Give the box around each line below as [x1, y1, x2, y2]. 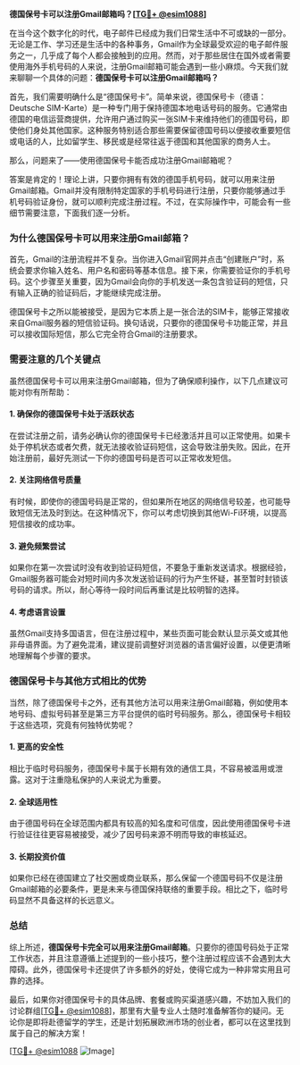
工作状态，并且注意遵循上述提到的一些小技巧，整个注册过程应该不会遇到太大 [9, 952, 291, 963]
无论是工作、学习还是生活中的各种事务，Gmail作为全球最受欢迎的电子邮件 [9, 39, 281, 49]
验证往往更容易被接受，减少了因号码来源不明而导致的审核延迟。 [16, 829, 252, 840]
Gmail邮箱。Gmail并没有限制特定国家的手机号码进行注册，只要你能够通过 [9, 185, 279, 196]
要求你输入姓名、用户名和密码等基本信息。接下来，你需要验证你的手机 [24, 265, 283, 276]
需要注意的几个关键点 [9, 353, 101, 365]
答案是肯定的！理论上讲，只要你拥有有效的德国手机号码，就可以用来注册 [9, 174, 275, 184]
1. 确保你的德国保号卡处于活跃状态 [9, 408, 135, 419]
